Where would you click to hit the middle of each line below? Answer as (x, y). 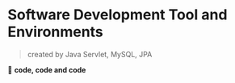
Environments (56, 32)
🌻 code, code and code (47, 69)
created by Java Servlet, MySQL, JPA (90, 54)
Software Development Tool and (117, 15)
